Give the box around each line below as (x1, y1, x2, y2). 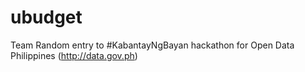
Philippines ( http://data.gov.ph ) (10, 49, 138, 61)
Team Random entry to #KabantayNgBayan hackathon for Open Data (10, 39, 295, 51)
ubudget (10, 6, 83, 29)
